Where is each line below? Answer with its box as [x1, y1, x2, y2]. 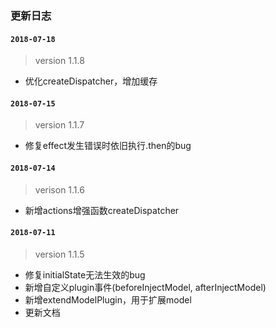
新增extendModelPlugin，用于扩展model [24, 293, 192, 306]
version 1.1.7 [34, 119, 85, 131]
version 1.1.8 [34, 55, 85, 67]
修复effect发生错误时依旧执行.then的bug [24, 140, 192, 152]
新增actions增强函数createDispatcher [24, 204, 180, 216]
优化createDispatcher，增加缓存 [24, 75, 158, 87]
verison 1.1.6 [34, 183, 85, 196]
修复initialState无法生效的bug [24, 268, 146, 281]
